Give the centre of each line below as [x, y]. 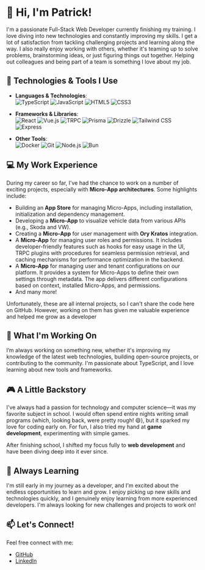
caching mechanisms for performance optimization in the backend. [99, 259]
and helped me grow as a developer [52, 316]
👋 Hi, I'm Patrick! [49, 12]
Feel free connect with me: [40, 543]
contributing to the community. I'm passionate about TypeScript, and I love [100, 363]
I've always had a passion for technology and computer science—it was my [101, 407]
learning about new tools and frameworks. [59, 370]
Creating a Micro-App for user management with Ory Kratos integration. [106, 233]
